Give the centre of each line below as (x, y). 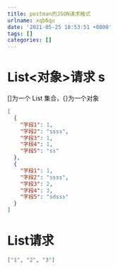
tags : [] (20, 34)
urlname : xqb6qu (31, 20)
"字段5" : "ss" (40, 151)
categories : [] (30, 40)
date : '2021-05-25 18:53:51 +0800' (60, 27)
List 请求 (31, 241)
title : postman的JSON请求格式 (49, 14)
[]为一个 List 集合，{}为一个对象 (53, 98)
